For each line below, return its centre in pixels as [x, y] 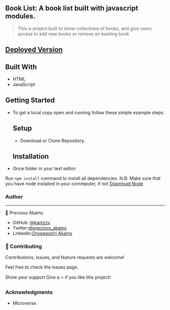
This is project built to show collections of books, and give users [84, 28]
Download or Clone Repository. [53, 141]
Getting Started [30, 100]
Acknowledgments [29, 292]
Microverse [24, 303]
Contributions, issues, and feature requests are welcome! [65, 257]
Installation [31, 157]
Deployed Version [34, 50]
